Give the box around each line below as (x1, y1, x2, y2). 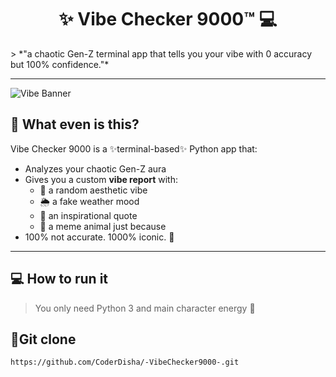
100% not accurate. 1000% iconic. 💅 (24, 231, 175, 243)
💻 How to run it (10, 271, 109, 288)
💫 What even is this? (10, 116, 140, 133)
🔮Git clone (10, 331, 77, 348)
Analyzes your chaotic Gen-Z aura (24, 162, 167, 175)
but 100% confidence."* (10, 58, 110, 70)
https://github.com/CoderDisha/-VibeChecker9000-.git (10, 357, 240, 368)
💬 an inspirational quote (39, 209, 138, 221)
